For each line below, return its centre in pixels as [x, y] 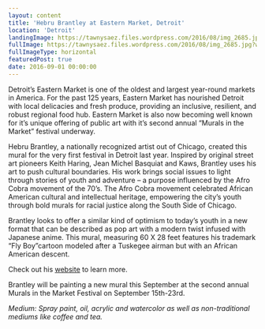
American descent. [39, 254]
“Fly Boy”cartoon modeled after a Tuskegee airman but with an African [123, 245]
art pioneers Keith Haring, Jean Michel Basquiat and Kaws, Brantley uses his [132, 163]
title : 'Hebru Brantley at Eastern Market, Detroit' [97, 23]
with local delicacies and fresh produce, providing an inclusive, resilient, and [132, 106]
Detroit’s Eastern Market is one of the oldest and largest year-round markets [132, 89]
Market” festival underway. [52, 131]
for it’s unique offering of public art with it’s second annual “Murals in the [126, 122]
